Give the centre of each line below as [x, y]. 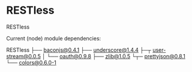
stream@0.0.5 [23, 56]
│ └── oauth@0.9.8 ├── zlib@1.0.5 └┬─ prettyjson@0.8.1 [114, 56]
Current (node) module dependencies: [54, 38]
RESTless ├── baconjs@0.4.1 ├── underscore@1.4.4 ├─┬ [79, 50]
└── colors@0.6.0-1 [31, 62]
